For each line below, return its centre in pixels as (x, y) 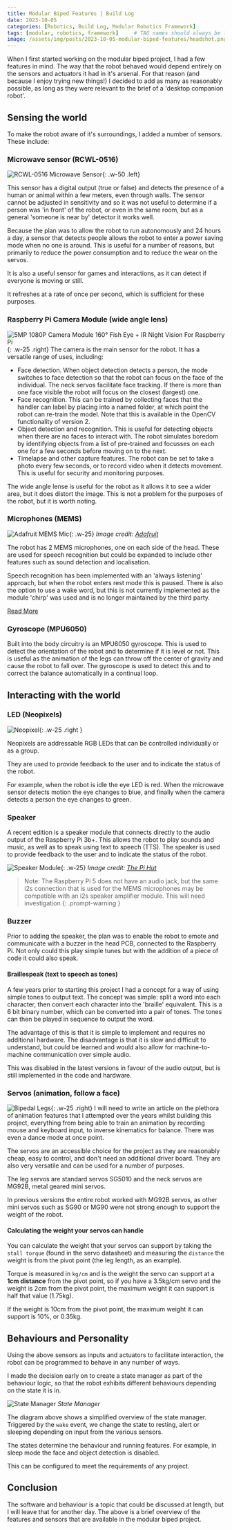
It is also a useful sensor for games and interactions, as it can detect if (107, 273)
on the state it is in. (34, 1390)
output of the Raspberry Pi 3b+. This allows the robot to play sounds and (110, 840)
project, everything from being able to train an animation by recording (106, 1123)
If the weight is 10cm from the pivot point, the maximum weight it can (105, 1309)
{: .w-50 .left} (121, 174)
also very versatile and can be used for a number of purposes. (96, 1165)
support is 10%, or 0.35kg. (45, 1317)
